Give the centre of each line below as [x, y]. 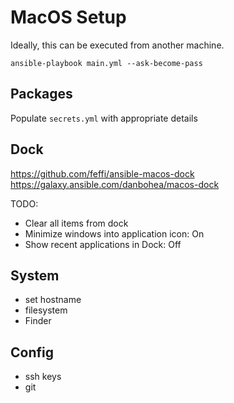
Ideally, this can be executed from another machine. [117, 45]
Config [32, 352]
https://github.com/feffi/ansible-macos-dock [102, 173]
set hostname [53, 300]
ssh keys [43, 377]
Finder [38, 321]
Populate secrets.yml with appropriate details [104, 118]
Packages [41, 94]
